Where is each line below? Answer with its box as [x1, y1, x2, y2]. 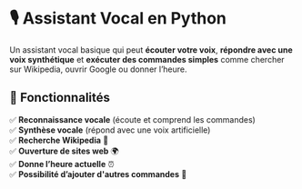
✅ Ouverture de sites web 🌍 [9, 145, 120, 156]
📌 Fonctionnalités [9, 90, 111, 105]
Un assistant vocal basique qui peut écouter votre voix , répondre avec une [9, 44, 293, 55]
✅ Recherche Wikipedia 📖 [9, 134, 109, 145]
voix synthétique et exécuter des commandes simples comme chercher [9, 54, 285, 65]
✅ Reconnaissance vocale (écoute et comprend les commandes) [9, 114, 257, 124]
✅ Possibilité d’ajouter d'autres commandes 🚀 [9, 168, 187, 179]
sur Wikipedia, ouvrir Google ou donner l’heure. [9, 64, 188, 75]
